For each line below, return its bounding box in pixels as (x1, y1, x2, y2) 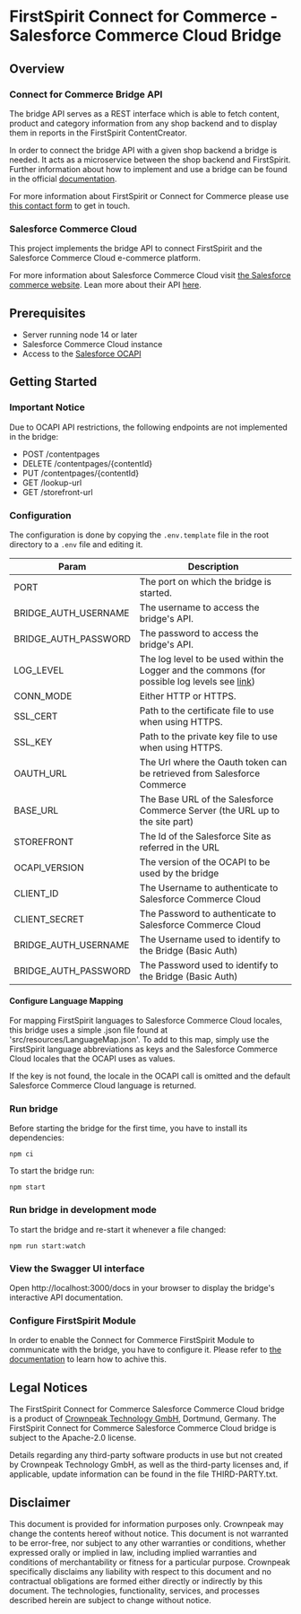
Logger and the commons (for (139, 664, 266, 676)
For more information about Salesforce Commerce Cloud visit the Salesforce (9, 270, 291, 281)
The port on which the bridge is (139, 575, 271, 588)
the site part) (139, 815, 194, 827)
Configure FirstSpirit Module (9, 1314, 137, 1327)
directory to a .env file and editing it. (9, 538, 143, 549)
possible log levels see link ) (139, 675, 255, 687)
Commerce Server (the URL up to (139, 804, 280, 816)
